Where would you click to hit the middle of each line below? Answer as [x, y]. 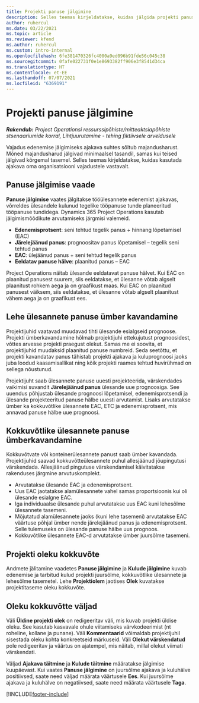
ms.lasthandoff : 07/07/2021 [41, 78]
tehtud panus [31, 249]
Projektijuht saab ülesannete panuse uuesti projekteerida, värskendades [94, 381]
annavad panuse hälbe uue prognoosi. [53, 412]
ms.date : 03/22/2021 [32, 28]
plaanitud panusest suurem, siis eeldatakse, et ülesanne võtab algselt [91, 279]
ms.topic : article [29, 34]
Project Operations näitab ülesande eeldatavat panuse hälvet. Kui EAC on [95, 273]
